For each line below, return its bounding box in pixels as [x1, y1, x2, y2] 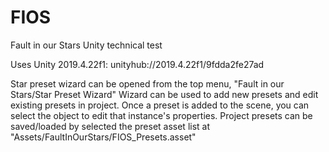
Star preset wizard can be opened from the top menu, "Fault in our [10, 77, 285, 90]
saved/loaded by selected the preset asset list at [10, 120, 211, 132]
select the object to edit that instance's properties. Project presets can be [10, 109, 313, 121]
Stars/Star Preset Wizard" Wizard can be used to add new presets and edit [10, 88, 319, 100]
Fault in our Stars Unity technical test [10, 39, 163, 51]
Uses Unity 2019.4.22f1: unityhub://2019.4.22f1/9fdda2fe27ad [10, 58, 265, 70]
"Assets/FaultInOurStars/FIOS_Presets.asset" [10, 131, 197, 143]
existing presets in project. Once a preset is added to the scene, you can [10, 99, 310, 111]
